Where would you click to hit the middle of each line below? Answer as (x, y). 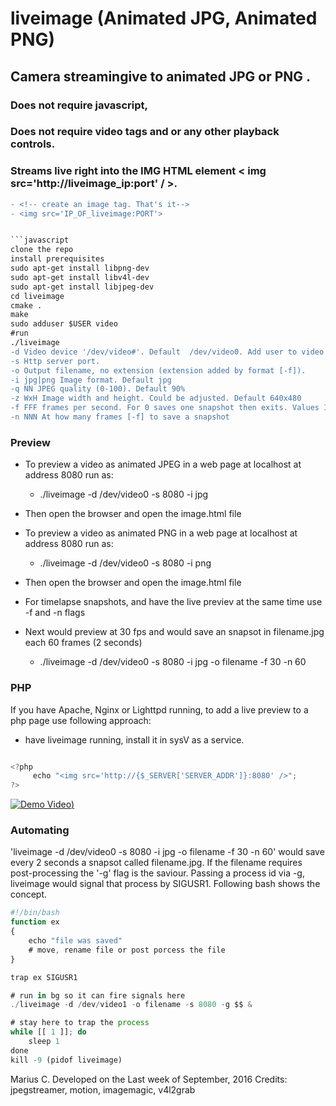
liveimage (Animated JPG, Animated (164, 18)
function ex (35, 922)
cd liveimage (37, 296)
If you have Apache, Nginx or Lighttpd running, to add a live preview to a (159, 709)
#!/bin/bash (35, 913)
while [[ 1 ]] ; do (48, 1032)
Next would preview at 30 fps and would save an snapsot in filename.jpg (174, 632)
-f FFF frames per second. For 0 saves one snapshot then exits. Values (165, 408)
